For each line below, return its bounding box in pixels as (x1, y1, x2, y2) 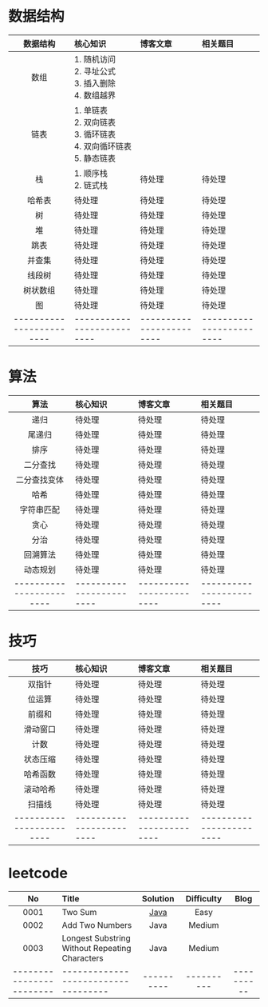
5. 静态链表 (73, 153, 116, 164)
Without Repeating (61, 942, 132, 953)
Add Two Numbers (61, 919, 132, 930)
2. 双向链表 (73, 117, 116, 128)
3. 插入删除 (73, 78, 116, 89)
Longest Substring (61, 933, 132, 944)
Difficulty (185, 893, 223, 904)
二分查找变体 (15, 474, 64, 485)
